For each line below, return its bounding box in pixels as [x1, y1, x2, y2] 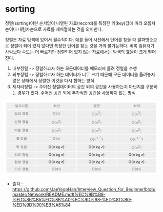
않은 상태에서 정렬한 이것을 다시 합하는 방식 [12, 77, 95, 84]
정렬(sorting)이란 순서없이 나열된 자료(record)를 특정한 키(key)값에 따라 [5, 20, 143, 26]
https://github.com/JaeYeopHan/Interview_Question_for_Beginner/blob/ [12, 186, 156, 192]
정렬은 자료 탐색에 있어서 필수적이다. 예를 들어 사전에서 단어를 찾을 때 [5, 37, 137, 42]
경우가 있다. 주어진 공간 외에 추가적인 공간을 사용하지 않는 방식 [17, 89, 136, 96]
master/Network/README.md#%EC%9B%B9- [12, 191, 106, 197]
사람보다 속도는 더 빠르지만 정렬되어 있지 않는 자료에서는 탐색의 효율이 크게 [5, 49, 147, 55]
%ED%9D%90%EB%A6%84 [12, 202, 71, 208]
